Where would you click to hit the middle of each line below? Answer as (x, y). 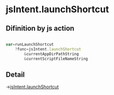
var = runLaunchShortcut (30, 44)
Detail (15, 74)
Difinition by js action (40, 28)
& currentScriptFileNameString (56, 59)
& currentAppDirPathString (52, 54)
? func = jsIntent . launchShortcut (48, 49)
